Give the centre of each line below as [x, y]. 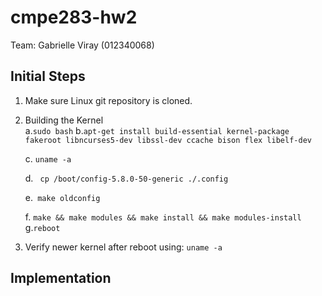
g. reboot [42, 227]
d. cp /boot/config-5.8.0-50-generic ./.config [126, 178]
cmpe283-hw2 [74, 17]
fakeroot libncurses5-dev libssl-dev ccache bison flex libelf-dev [168, 140]
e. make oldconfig [62, 197]
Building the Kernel [64, 120]
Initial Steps [48, 76]
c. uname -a [48, 158]
